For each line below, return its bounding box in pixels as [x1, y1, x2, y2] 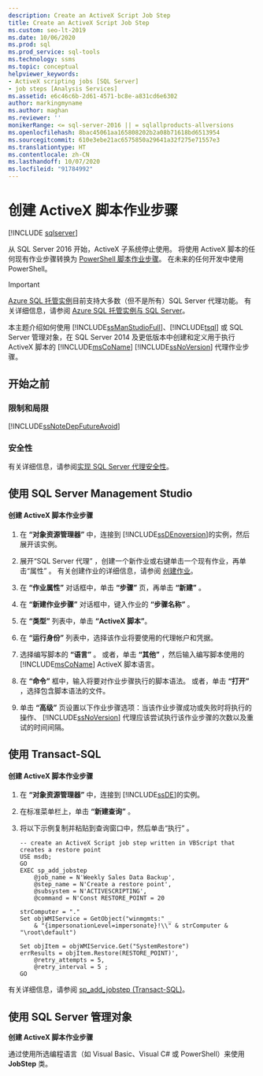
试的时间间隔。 [19, 722, 69, 732]
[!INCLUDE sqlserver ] [8, 227, 78, 237]
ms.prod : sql [8, 41, 51, 49]
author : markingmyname [8, 99, 83, 107]
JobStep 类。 [8, 1059, 53, 1068]
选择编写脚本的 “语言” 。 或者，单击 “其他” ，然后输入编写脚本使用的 [19, 649, 245, 659]
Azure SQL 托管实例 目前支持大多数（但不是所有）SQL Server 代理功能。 [8, 296, 243, 305]
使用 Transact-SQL [8, 747, 102, 760]
